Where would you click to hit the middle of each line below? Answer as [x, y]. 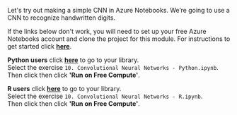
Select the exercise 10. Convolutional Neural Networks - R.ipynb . [105, 96]
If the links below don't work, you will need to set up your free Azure [107, 31]
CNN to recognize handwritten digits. [61, 18]
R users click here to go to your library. [64, 89]
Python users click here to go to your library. [73, 60]
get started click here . [40, 46]
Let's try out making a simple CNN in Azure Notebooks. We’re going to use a [118, 10]
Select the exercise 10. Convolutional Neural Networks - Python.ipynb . [113, 67]
